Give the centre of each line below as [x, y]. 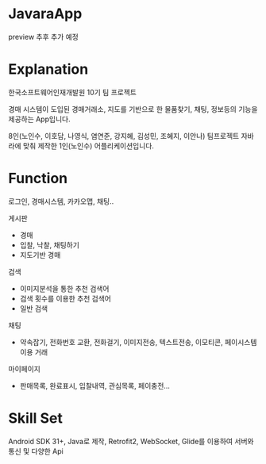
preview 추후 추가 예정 [44, 36]
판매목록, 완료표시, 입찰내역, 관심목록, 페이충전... [95, 385]
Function [38, 178]
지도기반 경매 [40, 255]
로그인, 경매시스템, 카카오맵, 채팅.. [61, 201]
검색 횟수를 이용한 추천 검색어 [65, 298]
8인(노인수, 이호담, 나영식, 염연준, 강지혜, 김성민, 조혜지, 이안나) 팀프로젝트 [124, 136]
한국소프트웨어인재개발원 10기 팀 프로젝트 [73, 92]
